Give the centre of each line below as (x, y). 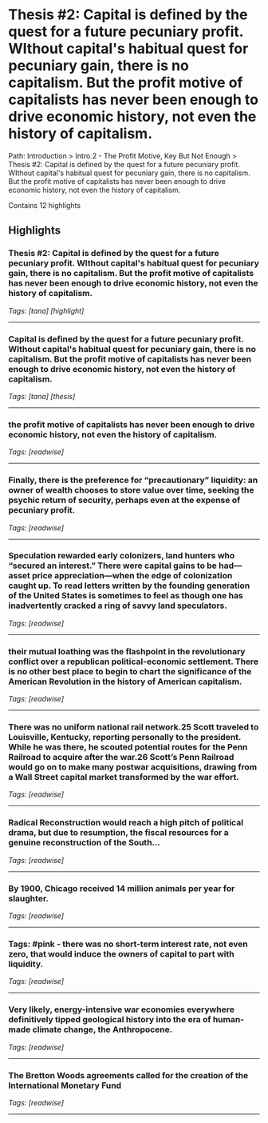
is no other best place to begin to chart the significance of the (130, 671)
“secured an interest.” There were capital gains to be (113, 565)
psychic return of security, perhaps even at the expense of (124, 500)
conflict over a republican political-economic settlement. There (134, 661)
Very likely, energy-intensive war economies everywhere (122, 1009)
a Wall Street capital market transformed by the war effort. (124, 777)
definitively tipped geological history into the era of (110, 1020)
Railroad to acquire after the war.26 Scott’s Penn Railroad (121, 757)
